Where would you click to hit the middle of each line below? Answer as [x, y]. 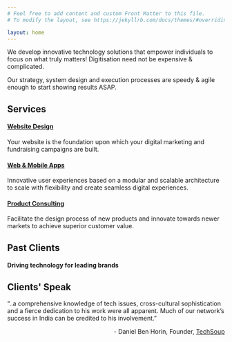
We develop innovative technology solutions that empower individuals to [110, 52]
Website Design [30, 127]
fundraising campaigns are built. [53, 149]
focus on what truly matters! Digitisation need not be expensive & [100, 59]
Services [27, 109]
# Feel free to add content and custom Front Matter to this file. [106, 13]
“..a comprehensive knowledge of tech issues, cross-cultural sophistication [114, 303]
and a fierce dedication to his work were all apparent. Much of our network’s [116, 311]
